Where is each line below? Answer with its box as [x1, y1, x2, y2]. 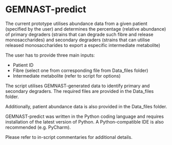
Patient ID [12, 62, 34, 68]
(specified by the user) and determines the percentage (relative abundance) [5, 26, 166, 32]
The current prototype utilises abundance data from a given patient [5, 20, 148, 27]
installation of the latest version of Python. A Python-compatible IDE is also [5, 118, 164, 125]
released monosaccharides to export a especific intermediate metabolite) [5, 42, 161, 48]
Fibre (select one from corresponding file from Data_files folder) [12, 67, 148, 74]
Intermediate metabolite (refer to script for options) [12, 72, 121, 79]
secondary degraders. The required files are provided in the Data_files [5, 88, 154, 94]
